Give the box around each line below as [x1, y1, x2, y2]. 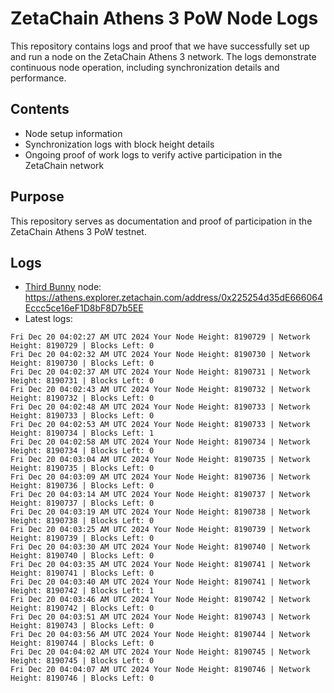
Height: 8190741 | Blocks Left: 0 [10, 568, 155, 579]
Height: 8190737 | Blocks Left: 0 [10, 498, 155, 509]
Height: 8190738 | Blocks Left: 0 [10, 516, 155, 526]
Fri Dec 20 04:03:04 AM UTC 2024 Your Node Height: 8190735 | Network [10, 455, 311, 465]
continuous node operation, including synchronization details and [10, 61, 280, 73]
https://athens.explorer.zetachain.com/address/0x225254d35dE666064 [24, 292, 323, 304]
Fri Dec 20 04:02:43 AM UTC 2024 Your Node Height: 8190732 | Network [10, 385, 311, 395]
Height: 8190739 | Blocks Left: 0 [10, 533, 155, 544]
